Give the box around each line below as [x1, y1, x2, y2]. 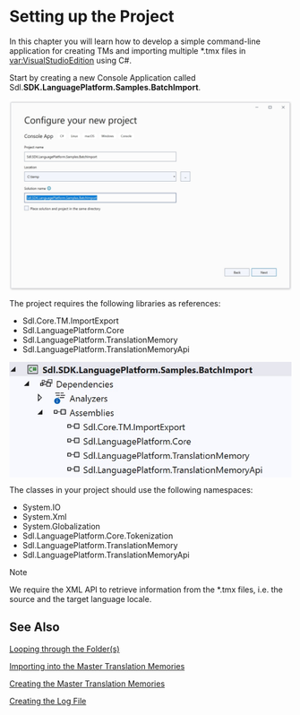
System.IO [21, 502, 61, 513]
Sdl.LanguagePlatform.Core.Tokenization [21, 530, 174, 541]
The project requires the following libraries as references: [9, 297, 221, 308]
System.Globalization [21, 521, 101, 531]
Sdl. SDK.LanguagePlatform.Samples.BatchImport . [9, 82, 201, 92]
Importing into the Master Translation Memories [9, 660, 185, 671]
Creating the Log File [9, 695, 87, 706]
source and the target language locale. [9, 593, 152, 604]
